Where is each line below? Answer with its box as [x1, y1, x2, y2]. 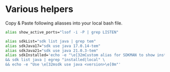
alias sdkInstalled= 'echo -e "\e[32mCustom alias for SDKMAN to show [5, 52, 155, 58]
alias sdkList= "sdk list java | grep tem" [5, 38, 96, 43]
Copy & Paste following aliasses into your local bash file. [5, 20, 123, 26]
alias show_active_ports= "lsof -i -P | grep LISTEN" [5, 29, 119, 34]
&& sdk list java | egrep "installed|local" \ [5, 57, 105, 62]
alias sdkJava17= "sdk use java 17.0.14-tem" [5, 43, 101, 48]
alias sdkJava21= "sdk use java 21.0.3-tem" [5, 48, 99, 53]
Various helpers [5, 3, 73, 15]
